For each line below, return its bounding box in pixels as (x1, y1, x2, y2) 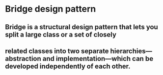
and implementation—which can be (42, 55, 154, 63)
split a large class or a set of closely (5, 30, 117, 38)
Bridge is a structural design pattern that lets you (5, 23, 158, 31)
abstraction (5, 55, 42, 63)
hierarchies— (110, 47, 152, 55)
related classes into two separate (5, 47, 109, 55)
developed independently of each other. (5, 62, 131, 70)
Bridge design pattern (5, 3, 96, 15)
